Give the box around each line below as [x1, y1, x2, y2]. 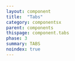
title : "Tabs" [6, 14, 43, 20]
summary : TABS [6, 41, 41, 47]
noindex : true [6, 46, 41, 52]
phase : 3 [6, 35, 28, 41]
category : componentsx [6, 19, 62, 25]
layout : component [6, 8, 51, 15]
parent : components [6, 24, 54, 31]
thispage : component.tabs [6, 30, 69, 36]
